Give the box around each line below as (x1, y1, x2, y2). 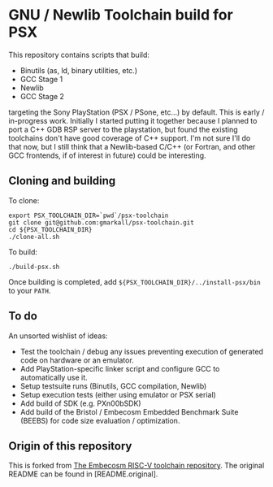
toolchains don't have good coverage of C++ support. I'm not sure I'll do (8, 133, 251, 143)
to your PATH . (8, 285, 51, 295)
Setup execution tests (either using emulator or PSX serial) (19, 389, 217, 399)
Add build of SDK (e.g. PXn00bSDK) (19, 398, 141, 408)
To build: (8, 246, 38, 257)
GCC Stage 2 (19, 91, 65, 101)
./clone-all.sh (8, 233, 60, 241)
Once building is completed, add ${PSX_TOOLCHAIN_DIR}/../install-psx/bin (8, 276, 262, 286)
